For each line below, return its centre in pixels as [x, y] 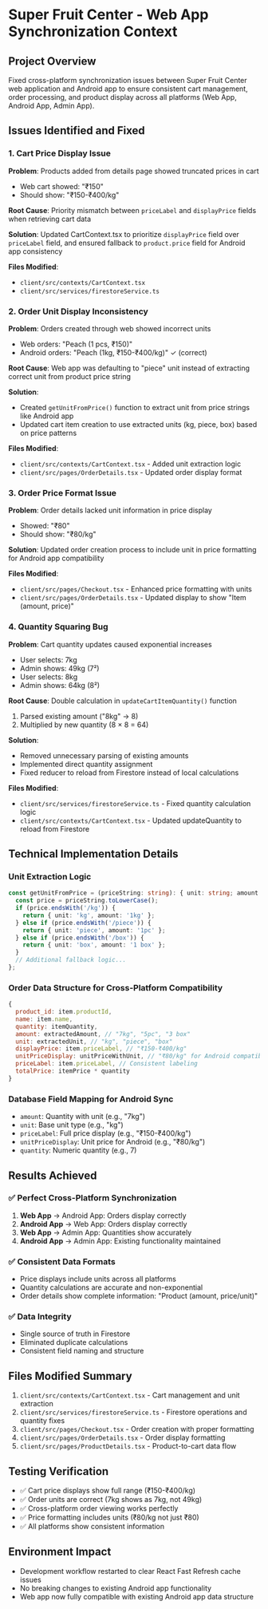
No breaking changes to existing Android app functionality [116, 1588]
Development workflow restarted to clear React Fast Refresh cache [130, 1571]
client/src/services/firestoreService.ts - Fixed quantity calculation [135, 803]
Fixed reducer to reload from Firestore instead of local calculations [129, 773]
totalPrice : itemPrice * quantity [73, 1071]
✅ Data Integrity [40, 1317]
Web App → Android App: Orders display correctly [103, 1216]
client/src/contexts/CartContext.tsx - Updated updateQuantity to [130, 820]
